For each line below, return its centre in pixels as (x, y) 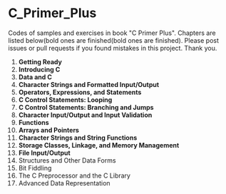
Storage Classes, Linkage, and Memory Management (99, 145)
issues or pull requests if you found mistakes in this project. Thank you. (113, 48)
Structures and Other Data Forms (67, 160)
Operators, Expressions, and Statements (80, 92)
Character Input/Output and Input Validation (85, 115)
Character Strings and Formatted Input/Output (89, 84)
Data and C (35, 77)
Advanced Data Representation (64, 183)
